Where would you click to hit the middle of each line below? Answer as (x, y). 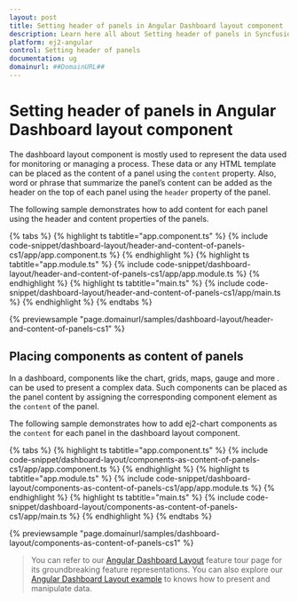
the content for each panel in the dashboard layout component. (125, 432)
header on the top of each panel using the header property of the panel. (140, 192)
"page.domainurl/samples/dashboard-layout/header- (176, 319)
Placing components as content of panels (126, 356)
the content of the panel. (54, 406)
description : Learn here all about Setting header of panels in (130, 34)
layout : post (33, 17)
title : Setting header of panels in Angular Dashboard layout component (146, 26)
